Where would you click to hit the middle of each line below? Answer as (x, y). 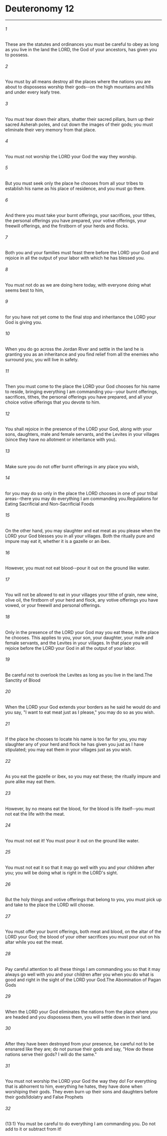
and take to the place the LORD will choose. (50, 905)
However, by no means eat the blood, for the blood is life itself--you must (80, 809)
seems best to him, (25, 290)
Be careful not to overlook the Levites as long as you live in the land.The (79, 675)
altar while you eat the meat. (34, 942)
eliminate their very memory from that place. (51, 129)
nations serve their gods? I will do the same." (51, 1054)
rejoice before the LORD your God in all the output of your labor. (70, 648)
